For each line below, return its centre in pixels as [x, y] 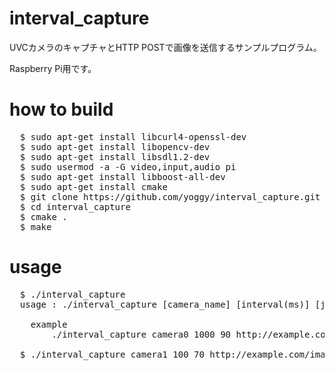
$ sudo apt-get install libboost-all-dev [122, 176]
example [49, 324]
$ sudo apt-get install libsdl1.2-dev [115, 156]
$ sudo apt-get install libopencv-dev [115, 146]
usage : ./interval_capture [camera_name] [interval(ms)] [165, 304]
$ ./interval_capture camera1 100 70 [112, 354]
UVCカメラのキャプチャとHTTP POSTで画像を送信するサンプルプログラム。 [165, 47]
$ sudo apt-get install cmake [93, 186]
